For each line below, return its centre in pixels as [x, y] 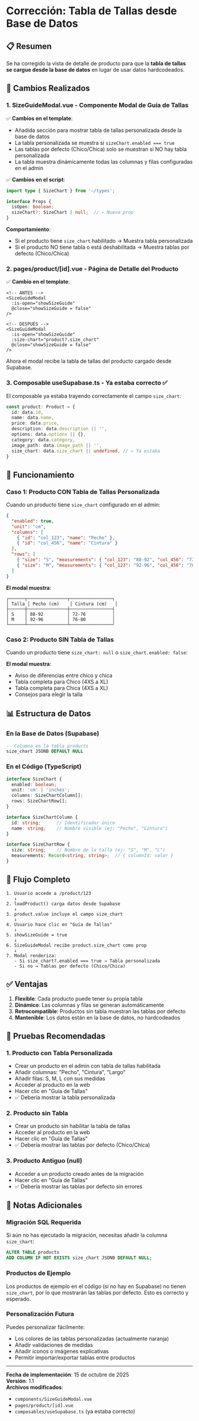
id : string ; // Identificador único [63, 823]
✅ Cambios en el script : [36, 179]
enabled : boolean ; [34, 784]
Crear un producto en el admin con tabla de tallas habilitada [88, 1066]
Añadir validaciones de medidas [54, 1345]
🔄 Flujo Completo [38, 880]
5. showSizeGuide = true [37, 935]
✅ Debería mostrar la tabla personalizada [65, 1097]
